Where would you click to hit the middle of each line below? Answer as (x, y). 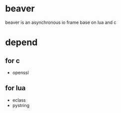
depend (21, 42)
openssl (20, 72)
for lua (15, 88)
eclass (19, 100)
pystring (21, 105)
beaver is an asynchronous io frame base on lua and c (61, 22)
